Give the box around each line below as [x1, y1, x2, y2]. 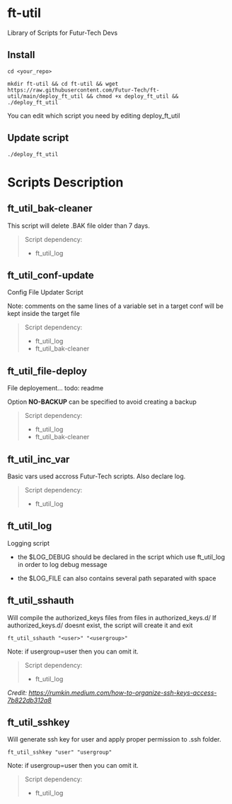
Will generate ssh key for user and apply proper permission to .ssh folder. [7, 735, 221, 744]
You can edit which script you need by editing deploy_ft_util [7, 111, 180, 120]
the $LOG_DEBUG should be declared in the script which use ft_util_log [17, 552, 225, 561]
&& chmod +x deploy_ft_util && [86, 92, 179, 100]
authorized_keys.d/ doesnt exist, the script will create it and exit [7, 621, 193, 629]
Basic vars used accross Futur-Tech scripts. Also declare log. [7, 472, 186, 480]
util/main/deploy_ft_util [7, 92, 83, 100]
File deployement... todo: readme [7, 384, 104, 392]
